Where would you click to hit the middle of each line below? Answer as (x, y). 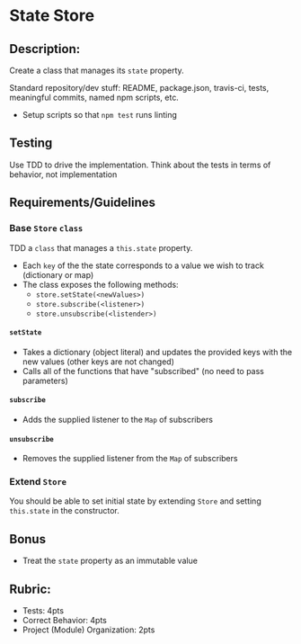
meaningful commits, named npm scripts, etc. (94, 97)
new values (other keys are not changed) (98, 362)
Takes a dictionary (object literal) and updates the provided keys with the (157, 352)
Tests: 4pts (43, 611)
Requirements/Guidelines (82, 203)
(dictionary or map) (58, 274)
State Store (52, 16)
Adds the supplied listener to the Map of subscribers (118, 419)
